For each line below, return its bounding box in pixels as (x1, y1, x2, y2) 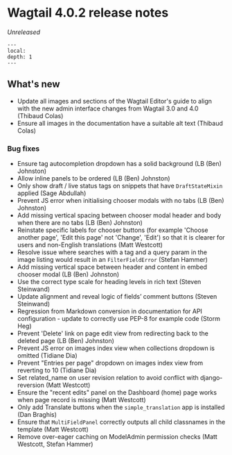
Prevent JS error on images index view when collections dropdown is (17, 344, 215, 352)
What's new (7, 78, 60, 90)
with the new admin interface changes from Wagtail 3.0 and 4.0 (17, 104, 199, 113)
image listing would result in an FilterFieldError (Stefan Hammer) (17, 256, 208, 264)
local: (7, 47, 26, 54)
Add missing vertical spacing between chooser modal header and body (17, 211, 222, 220)
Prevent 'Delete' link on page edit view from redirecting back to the (17, 329, 209, 338)
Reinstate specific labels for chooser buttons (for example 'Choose (17, 226, 208, 234)
